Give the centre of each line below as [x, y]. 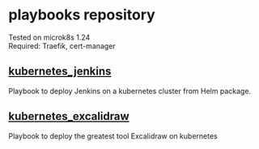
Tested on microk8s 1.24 [49, 37]
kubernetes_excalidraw [69, 116]
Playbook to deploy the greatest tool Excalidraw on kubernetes [113, 136]
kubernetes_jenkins [60, 72]
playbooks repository [82, 15]
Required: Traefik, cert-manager [62, 45]
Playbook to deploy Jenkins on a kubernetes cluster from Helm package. [130, 91]
